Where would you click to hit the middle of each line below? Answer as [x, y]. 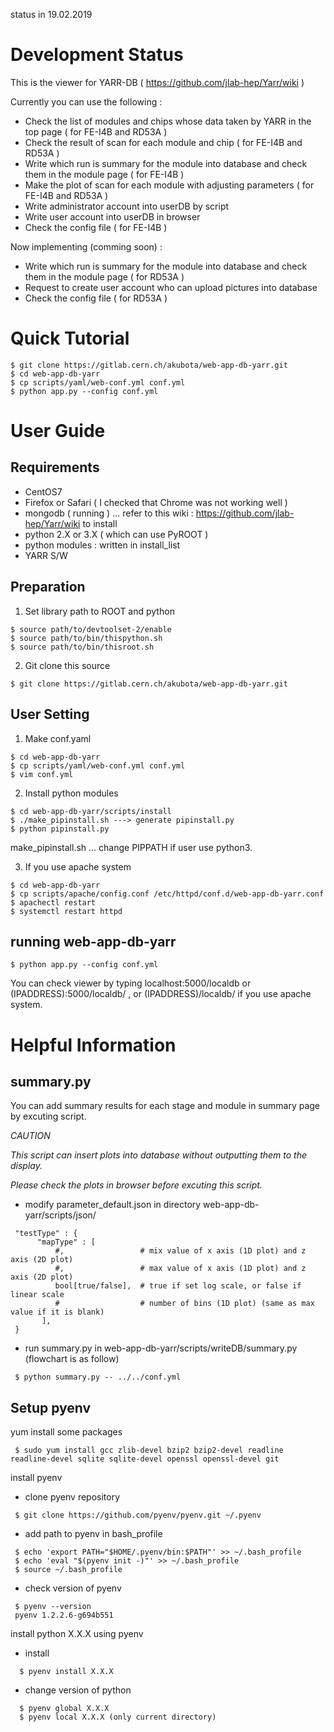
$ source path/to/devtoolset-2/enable [91, 629]
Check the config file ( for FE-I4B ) [96, 227]
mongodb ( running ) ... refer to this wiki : [109, 513]
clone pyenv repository [72, 1497]
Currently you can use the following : [86, 101]
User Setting [50, 714]
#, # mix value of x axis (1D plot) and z [180, 1251]
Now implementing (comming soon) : [86, 246]
